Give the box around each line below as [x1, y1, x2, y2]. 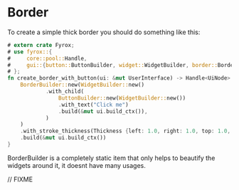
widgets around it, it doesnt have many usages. [7, 161, 146, 169]
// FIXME [7, 175, 33, 184]
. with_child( [45, 88, 84, 95]
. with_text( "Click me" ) [58, 101, 129, 108]
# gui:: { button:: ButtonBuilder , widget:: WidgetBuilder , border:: [7, 61, 218, 68]
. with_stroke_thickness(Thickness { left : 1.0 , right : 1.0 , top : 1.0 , [20, 127, 231, 135]
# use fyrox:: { [7, 48, 53, 56]
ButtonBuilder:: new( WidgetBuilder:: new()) [58, 94, 186, 102]
